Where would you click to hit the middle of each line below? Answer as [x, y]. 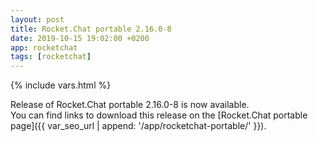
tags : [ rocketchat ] [51, 57]
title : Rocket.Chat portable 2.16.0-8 [91, 29]
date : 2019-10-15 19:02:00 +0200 [80, 38]
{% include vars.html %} [61, 85]
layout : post [37, 19]
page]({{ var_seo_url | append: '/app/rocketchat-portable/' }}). [138, 126]
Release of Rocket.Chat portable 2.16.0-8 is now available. [130, 105]
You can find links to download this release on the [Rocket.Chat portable [159, 115]
